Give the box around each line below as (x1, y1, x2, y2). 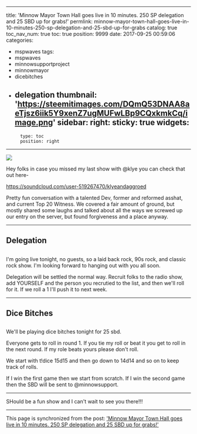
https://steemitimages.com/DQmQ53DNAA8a (17, 99, 190, 109)
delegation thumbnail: (14, 90, 97, 100)
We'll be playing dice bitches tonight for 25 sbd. (6, 328, 122, 335)
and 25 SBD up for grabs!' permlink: (6, 18, 93, 25)
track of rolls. (6, 363, 38, 370)
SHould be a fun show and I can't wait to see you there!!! (6, 398, 143, 405)
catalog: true (146, 24, 178, 31)
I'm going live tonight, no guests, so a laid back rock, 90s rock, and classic (6, 255, 186, 262)
